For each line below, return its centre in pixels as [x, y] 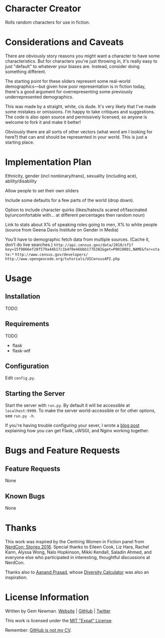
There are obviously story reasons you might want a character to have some [82, 56]
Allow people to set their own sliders [42, 190]
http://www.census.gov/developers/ [51, 255]
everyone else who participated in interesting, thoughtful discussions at [78, 557]
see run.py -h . [20, 416]
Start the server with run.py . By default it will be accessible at [67, 406]
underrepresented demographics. [39, 97]
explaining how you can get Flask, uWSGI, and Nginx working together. [77, 431]
